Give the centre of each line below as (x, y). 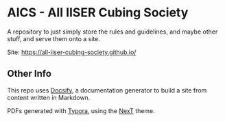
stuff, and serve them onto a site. (54, 38)
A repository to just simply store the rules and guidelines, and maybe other (113, 32)
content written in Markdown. (49, 97)
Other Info (29, 74)
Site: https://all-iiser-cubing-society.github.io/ (72, 52)
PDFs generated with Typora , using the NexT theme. (81, 110)
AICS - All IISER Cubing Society (98, 13)
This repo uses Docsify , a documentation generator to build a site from (107, 90)
